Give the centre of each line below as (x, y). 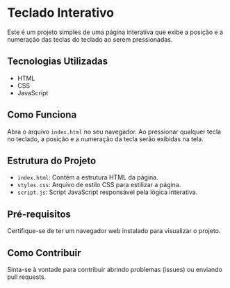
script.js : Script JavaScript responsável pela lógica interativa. (107, 192)
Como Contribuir (44, 253)
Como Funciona (42, 115)
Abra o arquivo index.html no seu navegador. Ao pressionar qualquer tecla (114, 131)
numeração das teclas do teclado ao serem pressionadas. (90, 39)
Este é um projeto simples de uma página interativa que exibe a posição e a (115, 32)
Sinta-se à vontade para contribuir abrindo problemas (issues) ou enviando (115, 270)
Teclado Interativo (61, 13)
